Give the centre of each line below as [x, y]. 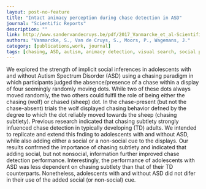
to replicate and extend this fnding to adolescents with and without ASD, [97, 134]
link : [13, 35]
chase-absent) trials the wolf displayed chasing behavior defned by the [97, 108]
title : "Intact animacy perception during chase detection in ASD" [94, 18]
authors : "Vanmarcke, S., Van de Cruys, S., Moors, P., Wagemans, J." [98, 40]
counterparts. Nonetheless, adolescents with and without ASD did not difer [101, 173]
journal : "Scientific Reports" [46, 23]
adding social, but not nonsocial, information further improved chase [93, 154]
